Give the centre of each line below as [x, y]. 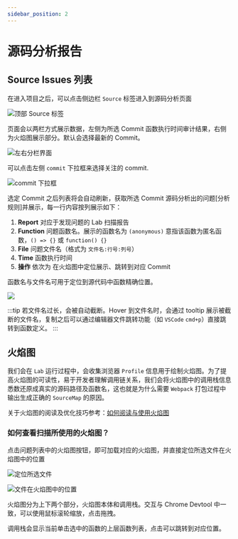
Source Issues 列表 [50, 80]
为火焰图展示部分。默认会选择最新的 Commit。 [76, 137]
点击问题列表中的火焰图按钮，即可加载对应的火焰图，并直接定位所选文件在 [116, 450]
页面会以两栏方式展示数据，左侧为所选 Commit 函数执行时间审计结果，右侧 [117, 128]
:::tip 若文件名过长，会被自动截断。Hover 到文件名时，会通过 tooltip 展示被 [116, 310]
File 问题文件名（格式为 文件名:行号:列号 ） [78, 248]
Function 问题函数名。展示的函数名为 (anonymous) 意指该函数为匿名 [116, 231]
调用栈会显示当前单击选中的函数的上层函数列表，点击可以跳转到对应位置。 [116, 528]
